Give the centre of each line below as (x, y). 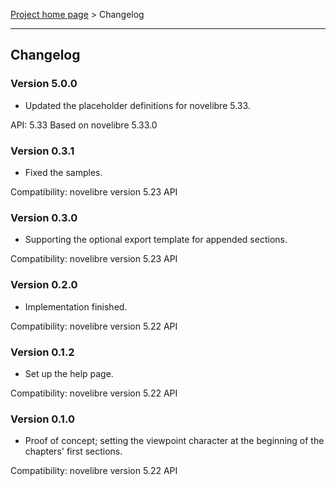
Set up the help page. (69, 373)
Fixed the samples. (63, 172)
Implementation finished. (76, 306)
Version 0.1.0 (42, 419)
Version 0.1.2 (42, 352)
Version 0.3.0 (44, 217)
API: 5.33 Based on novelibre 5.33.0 (84, 125)
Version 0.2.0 (44, 285)
